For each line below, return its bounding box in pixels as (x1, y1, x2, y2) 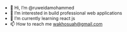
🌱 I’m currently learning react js (10, 15, 76, 21)
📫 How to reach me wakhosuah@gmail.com (10, 21, 103, 27)
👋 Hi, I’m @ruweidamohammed (10, 5, 75, 10)
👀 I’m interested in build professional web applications (10, 10, 122, 16)
